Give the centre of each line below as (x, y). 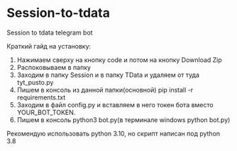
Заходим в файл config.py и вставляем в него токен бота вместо (115, 104)
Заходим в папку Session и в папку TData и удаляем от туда (108, 75)
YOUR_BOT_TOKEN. (46, 112)
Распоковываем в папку (54, 67)
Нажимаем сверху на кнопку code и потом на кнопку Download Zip (120, 60)
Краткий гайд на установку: (49, 46)
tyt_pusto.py (35, 82)
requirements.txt (41, 97)
